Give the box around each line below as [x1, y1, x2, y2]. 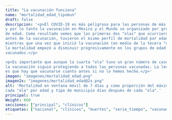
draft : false [5, 17, 33, 22]
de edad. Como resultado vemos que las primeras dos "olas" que [5, 31, 145, 36]
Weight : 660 [5, 98, 31, 103]
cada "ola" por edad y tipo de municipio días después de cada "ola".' [5, 88, 161, 93]
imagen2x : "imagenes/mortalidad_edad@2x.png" [5, 79, 104, 84]
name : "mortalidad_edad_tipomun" [5, 12, 77, 17]
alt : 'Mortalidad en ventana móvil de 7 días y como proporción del [5, 83, 155, 88]
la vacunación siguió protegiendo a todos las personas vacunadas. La [5, 64, 159, 69]
